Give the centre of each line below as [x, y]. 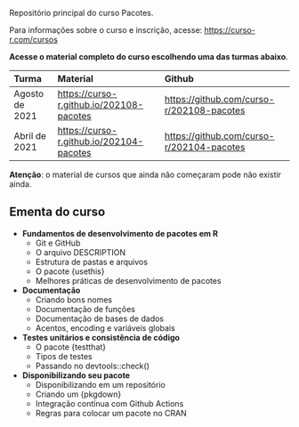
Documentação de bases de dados [100, 318]
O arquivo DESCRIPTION [81, 252]
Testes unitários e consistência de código [101, 337]
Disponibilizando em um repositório [101, 384]
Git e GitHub [58, 243]
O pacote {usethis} [70, 271]
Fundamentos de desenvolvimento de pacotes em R [120, 233]
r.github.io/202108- [101, 105]
